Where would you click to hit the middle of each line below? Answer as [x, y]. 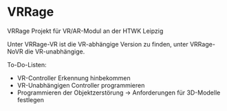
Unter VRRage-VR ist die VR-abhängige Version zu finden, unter [98, 44]
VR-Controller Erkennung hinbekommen [74, 78]
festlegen [31, 99]
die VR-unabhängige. [55, 51]
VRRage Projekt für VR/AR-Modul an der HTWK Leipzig [85, 31]
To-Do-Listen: [27, 64]
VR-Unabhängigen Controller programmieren [81, 85]
